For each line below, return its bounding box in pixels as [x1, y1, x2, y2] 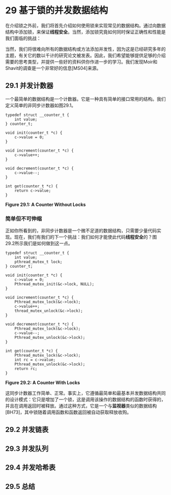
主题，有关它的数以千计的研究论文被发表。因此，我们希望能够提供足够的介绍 [5, 52, 166, 59]
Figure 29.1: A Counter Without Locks [5, 201, 86, 208]
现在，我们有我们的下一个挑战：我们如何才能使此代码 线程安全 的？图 [14, 234, 157, 240]
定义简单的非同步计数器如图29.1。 [5, 102, 76, 108]
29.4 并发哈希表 [5, 463, 56, 472]
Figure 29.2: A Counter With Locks [5, 380, 80, 386]
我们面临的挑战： [5, 35, 41, 41]
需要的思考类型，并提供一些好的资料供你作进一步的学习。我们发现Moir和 [5, 59, 158, 65]
